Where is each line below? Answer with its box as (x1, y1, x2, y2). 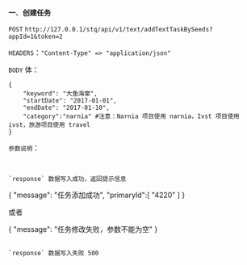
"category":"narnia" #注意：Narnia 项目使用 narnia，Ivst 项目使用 (23, 112, 240, 120)
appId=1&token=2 (8, 32, 63, 40)
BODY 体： (8, 65, 40, 74)
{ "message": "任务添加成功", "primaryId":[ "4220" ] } (8, 190, 186, 200)
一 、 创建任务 (8, 8, 51, 17)
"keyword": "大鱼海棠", (23, 90, 98, 98)
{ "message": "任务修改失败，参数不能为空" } (8, 225, 158, 233)
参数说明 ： (8, 143, 40, 153)
